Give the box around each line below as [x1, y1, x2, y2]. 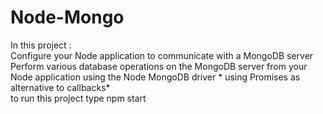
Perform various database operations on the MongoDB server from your [10, 60, 308, 72]
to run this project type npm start [10, 92, 147, 104]
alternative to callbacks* [10, 81, 111, 93]
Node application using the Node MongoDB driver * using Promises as [10, 71, 301, 83]
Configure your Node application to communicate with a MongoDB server [10, 49, 314, 61]
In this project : [10, 39, 72, 51]
